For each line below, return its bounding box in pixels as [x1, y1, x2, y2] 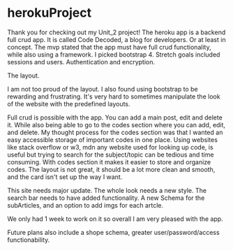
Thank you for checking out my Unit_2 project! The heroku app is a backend [7, 28, 226, 36]
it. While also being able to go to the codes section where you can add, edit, [7, 120, 225, 129]
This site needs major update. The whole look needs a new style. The [7, 186, 207, 194]
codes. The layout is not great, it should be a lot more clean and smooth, [7, 165, 216, 173]
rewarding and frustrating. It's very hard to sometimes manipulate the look [7, 92, 221, 101]
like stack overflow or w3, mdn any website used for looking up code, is [7, 143, 214, 151]
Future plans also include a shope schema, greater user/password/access [7, 228, 220, 236]
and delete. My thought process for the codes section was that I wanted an [7, 128, 223, 136]
